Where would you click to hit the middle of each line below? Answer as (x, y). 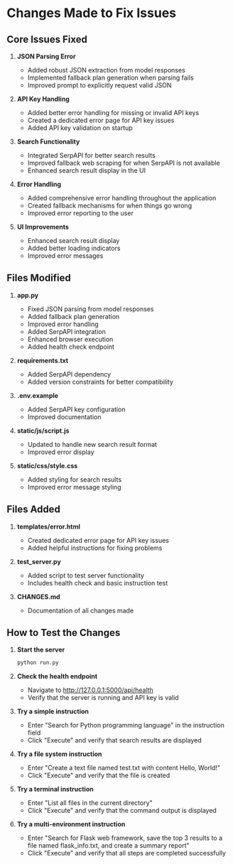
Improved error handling (63, 324)
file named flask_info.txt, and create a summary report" (108, 846)
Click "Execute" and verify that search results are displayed (114, 740)
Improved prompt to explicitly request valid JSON (99, 85)
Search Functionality (48, 141)
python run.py (38, 663)
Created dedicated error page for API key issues (98, 540)
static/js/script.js (43, 431)
